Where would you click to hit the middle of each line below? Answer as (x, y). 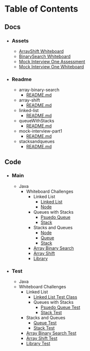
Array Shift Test (42, 338)
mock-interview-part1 (40, 131)
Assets (20, 41)
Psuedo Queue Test (61, 307)
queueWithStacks (36, 121)
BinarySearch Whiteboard (45, 56)
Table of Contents (41, 9)
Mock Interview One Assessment (52, 61)
